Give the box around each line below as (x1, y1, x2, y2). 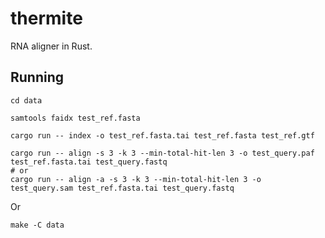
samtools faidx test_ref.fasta (10, 113, 141, 123)
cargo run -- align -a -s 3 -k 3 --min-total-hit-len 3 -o (10, 174, 262, 184)
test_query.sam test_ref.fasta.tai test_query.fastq (10, 183, 235, 193)
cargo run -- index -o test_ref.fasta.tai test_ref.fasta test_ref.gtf (10, 130, 315, 141)
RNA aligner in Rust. (10, 40, 93, 52)
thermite (10, 7, 83, 30)
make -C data (10, 220, 65, 230)
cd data (10, 95, 43, 106)
